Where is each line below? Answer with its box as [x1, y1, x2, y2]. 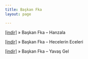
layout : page [5, 12, 31, 17]
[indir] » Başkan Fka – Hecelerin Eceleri [5, 39, 84, 44]
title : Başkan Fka [5, 7, 42, 12]
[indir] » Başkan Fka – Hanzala [5, 29, 66, 35]
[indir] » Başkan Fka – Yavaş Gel [5, 48, 69, 54]
